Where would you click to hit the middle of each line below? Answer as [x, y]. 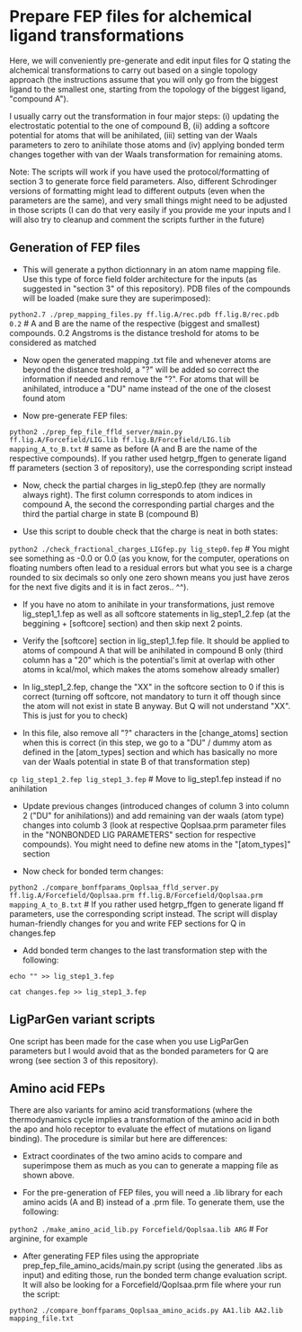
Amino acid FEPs [58, 1088]
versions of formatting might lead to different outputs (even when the [137, 191]
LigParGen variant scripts [82, 1020]
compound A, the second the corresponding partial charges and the [148, 504]
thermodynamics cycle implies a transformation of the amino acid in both [145, 1120]
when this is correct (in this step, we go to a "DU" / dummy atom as [147, 742]
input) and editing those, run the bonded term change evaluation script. [155, 1275]
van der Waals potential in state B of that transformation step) [136, 761]
